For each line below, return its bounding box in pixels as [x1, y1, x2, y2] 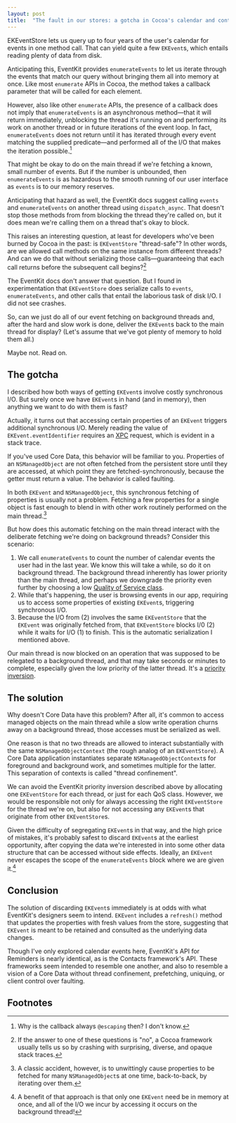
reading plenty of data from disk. [7, 51, 103, 60]
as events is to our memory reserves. [7, 182, 114, 191]
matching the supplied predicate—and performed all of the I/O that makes [7, 138, 221, 146]
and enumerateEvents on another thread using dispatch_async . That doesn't [7, 204, 225, 212]
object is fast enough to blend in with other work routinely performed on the [7, 503, 227, 511]
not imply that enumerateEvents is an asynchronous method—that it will [7, 108, 212, 117]
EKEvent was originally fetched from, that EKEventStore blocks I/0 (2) [17, 620, 216, 629]
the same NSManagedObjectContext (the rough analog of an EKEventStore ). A [7, 747, 225, 755]
